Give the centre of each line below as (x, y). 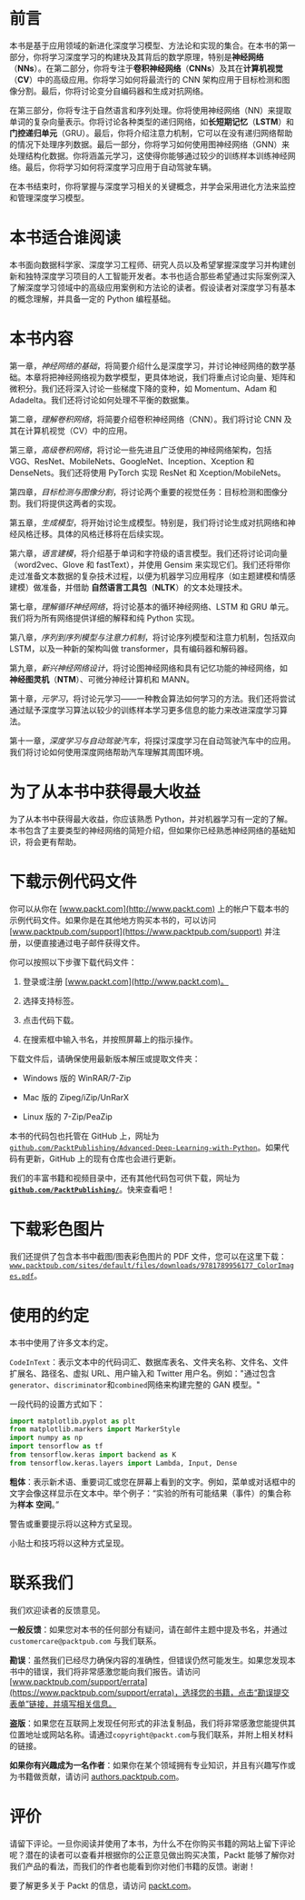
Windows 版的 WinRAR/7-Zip (77, 1078)
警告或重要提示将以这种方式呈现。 (73, 1524)
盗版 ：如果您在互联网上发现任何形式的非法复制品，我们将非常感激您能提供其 (152, 1723)
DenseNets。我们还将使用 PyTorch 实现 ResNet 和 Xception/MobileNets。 (148, 473)
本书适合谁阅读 (65, 238)
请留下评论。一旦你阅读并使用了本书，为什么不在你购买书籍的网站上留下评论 (152, 1843)
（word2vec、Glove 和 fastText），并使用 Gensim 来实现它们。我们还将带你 (150, 564)
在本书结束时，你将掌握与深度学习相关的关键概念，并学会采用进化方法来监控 (152, 186)
